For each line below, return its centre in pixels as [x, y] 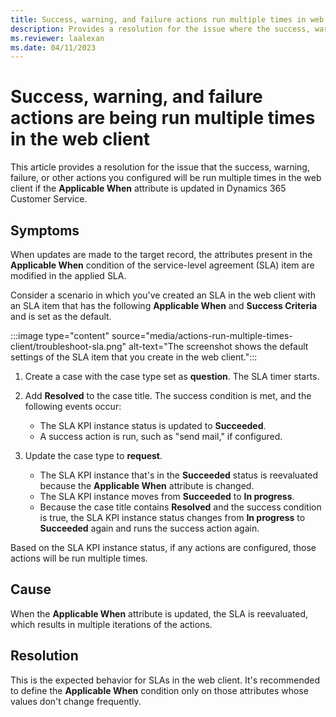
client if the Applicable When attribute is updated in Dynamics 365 [148, 188]
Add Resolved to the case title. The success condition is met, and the [168, 395]
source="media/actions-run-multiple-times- [202, 335]
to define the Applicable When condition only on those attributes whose [159, 690]
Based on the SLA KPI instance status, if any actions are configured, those [163, 547]
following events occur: [73, 406]
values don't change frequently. [76, 701]
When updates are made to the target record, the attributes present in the [161, 254]
